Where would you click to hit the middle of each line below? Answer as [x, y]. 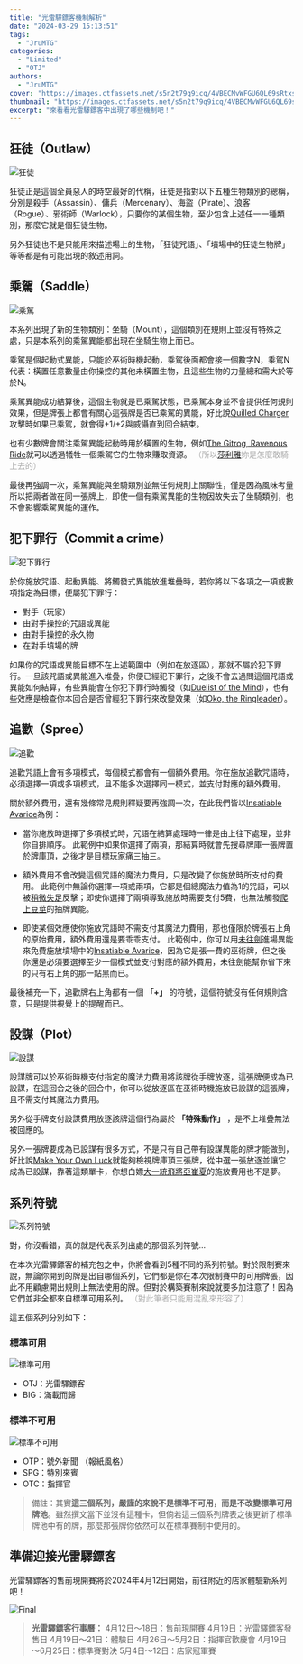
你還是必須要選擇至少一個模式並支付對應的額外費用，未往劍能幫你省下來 [156, 961]
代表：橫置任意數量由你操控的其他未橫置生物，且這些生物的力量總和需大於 [147, 371]
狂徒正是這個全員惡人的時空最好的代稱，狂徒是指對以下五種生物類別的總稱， [151, 191]
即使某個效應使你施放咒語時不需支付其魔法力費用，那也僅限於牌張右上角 [156, 928]
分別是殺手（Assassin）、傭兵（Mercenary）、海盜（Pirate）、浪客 [130, 203]
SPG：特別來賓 [50, 1472]
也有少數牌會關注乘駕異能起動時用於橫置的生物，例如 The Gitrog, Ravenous [148, 443]
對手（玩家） [46, 611]
